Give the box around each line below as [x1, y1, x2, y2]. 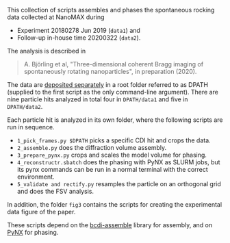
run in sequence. [7, 123, 55, 131]
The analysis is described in [7, 47, 86, 55]
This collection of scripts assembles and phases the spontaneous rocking [7, 6, 215, 14]
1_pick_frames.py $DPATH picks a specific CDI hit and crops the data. [16, 136, 211, 144]
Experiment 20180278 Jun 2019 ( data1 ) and [16, 27, 140, 34]
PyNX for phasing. [7, 229, 59, 236]
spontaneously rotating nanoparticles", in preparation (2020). [23, 68, 197, 75]
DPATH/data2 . [7, 103, 43, 110]
